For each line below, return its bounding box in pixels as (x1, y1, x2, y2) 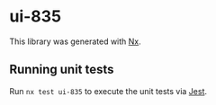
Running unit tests (9, 62, 114, 77)
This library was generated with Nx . (9, 36, 141, 47)
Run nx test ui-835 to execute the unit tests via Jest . (9, 85, 208, 96)
